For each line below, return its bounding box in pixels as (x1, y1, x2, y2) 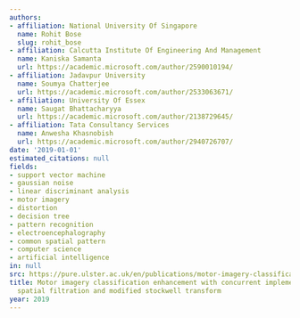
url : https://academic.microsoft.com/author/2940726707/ (17, 137, 234, 146)
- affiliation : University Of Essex (9, 95, 146, 105)
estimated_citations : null (9, 153, 110, 163)
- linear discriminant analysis (9, 187, 129, 196)
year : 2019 (9, 295, 50, 304)
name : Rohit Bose (17, 29, 82, 38)
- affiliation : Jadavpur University (9, 71, 146, 80)
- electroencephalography (9, 228, 105, 237)
